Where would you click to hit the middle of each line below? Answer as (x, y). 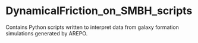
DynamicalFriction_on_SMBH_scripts (99, 11)
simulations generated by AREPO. (47, 33)
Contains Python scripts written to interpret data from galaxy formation (92, 27)
